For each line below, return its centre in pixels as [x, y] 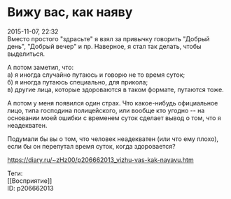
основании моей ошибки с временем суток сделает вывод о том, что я [114, 118]
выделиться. [26, 54]
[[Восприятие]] [30, 180]
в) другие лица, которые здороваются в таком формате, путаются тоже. [115, 89]
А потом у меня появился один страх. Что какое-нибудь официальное [113, 103]
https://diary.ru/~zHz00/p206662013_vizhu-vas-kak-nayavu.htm [100, 160]
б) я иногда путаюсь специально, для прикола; [78, 82]
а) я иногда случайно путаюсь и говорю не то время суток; [96, 75]
